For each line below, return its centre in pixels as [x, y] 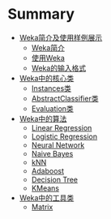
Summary [41, 14]
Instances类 [51, 88]
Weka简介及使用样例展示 [61, 37]
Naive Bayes [52, 153]
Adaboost [48, 170]
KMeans [45, 188]
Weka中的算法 [43, 118]
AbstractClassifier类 [65, 98]
